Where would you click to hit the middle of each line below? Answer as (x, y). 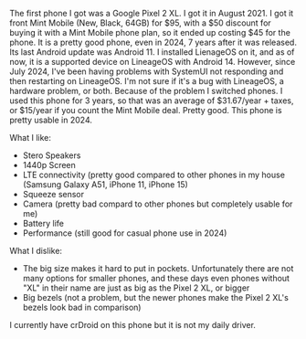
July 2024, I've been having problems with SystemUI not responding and (147, 71)
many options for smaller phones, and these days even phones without (156, 278)
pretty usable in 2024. (51, 120)
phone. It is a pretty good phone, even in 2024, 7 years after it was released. (153, 42)
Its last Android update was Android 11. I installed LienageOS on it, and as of (152, 52)
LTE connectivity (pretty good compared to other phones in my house (154, 175)
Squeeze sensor (53, 194)
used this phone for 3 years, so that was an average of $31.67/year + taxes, (152, 101)
